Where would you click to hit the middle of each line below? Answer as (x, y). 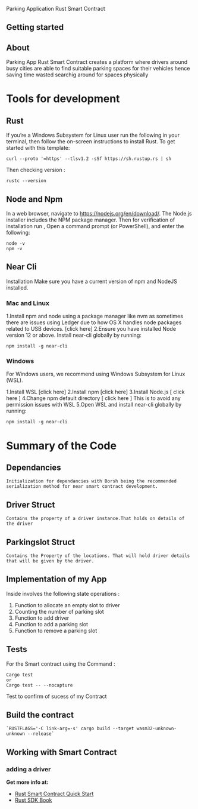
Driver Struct (31, 505)
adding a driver (29, 769)
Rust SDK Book (33, 800)
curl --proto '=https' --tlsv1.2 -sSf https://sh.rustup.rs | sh (89, 159)
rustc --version (26, 181)
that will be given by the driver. (50, 561)
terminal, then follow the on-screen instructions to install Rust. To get (91, 142)
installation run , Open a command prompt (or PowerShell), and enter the (95, 226)
